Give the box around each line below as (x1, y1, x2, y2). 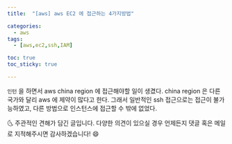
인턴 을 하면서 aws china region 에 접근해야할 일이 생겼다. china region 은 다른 (7, 87, 221, 95)
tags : (7, 35, 23, 42)
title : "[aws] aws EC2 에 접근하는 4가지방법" (7, 10, 134, 17)
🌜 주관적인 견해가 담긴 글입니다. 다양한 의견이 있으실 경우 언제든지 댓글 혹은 (7, 118, 213, 127)
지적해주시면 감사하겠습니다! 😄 (14, 129, 99, 138)
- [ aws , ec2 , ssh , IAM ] (13, 42, 73, 49)
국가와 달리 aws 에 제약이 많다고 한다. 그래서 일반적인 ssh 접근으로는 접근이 (7, 95, 212, 104)
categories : (7, 22, 42, 30)
